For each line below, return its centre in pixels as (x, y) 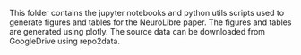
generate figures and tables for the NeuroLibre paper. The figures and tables (150, 22)
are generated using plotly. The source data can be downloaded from (138, 31)
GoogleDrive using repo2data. (65, 41)
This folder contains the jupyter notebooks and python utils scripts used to (147, 13)
